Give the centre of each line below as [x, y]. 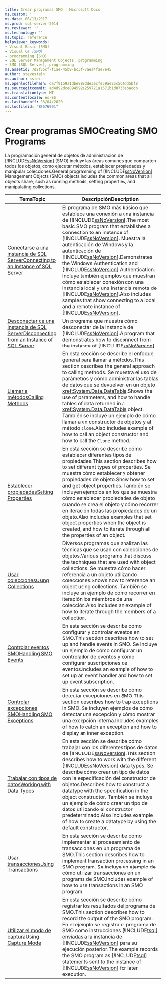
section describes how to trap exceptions [110, 702]
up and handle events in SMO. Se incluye [109, 644]
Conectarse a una [28, 247]
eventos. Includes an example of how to [107, 669]
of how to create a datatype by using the [109, 821]
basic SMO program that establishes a [106, 226]
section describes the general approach [108, 366]
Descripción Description [110, 199]
